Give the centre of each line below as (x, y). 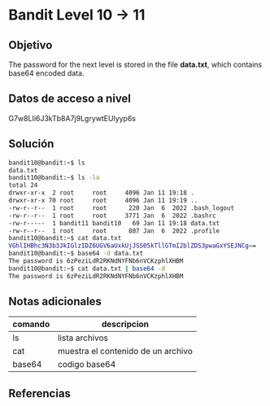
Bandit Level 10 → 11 (77, 15)
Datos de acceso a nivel (70, 99)
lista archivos (83, 338)
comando (31, 325)
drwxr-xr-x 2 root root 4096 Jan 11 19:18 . (102, 193)
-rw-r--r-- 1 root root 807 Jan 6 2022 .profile (114, 231)
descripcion (125, 325)
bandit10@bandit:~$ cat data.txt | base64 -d (87, 268)
